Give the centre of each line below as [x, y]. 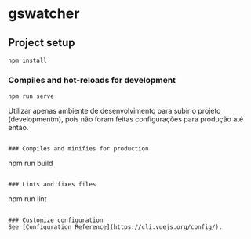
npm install [27, 60]
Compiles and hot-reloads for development [92, 80]
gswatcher [44, 14]
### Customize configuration [56, 220]
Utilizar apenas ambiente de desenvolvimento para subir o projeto [115, 111]
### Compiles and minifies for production [78, 149]
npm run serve [31, 96]
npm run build [31, 163]
